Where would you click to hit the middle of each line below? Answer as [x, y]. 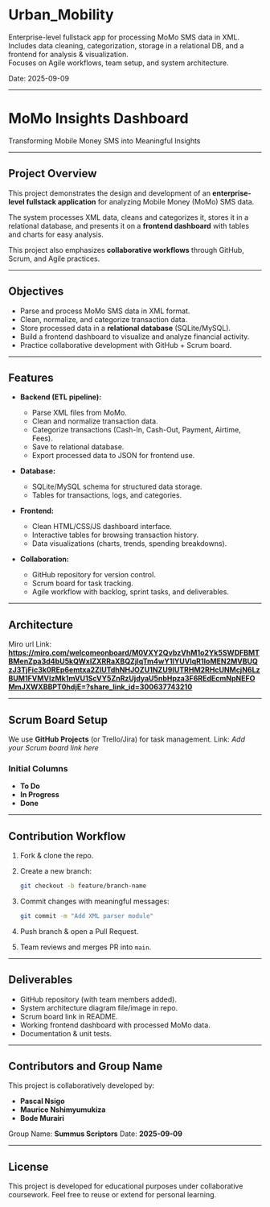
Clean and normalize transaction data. [95, 421]
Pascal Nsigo [43, 1102]
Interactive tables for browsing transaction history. [115, 535]
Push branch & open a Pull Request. [79, 931]
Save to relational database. [78, 447]
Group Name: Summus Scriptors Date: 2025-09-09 [96, 1134]
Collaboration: [45, 559]
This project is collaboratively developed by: [82, 1085]
